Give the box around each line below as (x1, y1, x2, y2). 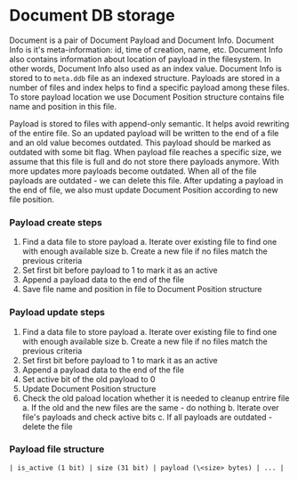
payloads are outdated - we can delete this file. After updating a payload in (9, 175, 284, 185)
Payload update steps (9, 306, 105, 319)
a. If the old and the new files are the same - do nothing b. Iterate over (21, 402, 279, 412)
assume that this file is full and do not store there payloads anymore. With (9, 156, 279, 167)
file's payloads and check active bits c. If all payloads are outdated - (21, 412, 273, 422)
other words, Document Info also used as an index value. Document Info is (9, 63, 282, 74)
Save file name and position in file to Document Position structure (21, 284, 262, 295)
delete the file (21, 420, 73, 432)
